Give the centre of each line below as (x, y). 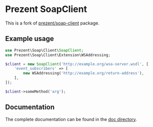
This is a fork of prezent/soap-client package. (52, 23)
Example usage (29, 39)
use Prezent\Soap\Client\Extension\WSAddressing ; (58, 55)
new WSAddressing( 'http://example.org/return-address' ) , (83, 73)
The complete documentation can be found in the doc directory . (71, 119)
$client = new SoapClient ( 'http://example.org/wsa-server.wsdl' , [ (77, 64)
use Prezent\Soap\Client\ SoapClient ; (44, 50)
